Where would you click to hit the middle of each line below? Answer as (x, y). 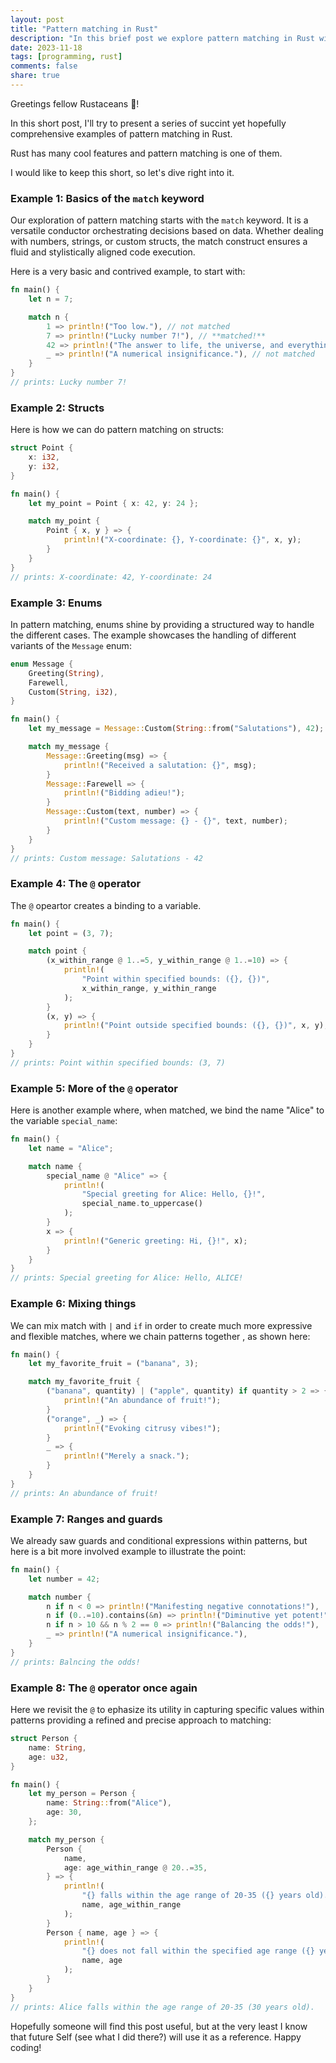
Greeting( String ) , (66, 673)
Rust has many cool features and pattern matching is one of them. (146, 153)
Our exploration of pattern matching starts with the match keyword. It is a (159, 220)
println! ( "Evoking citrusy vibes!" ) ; (142, 1428)
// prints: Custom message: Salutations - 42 (106, 858)
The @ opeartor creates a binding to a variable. (106, 905)
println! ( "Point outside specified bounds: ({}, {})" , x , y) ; (196, 1026)
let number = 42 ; (64, 1579)
